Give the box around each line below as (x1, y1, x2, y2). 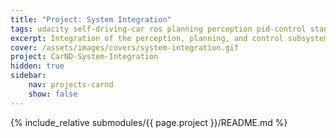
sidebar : (10, 71, 47, 81)
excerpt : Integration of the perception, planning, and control (10, 33, 284, 43)
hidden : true (10, 61, 65, 71)
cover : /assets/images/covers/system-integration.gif (10, 42, 240, 53)
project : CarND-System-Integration (10, 52, 159, 62)
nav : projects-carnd (28, 80, 114, 90)
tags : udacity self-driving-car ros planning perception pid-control (10, 24, 307, 34)
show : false (28, 89, 78, 99)
